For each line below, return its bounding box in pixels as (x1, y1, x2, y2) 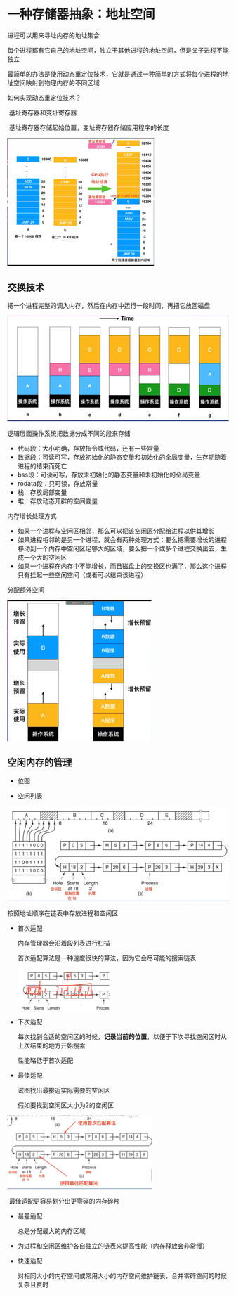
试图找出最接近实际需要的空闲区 (17, 1085, 110, 1094)
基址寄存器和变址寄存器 (8, 108, 77, 117)
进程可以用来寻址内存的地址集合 (7, 31, 100, 39)
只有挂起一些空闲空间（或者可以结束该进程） (17, 570, 147, 579)
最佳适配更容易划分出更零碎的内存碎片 (8, 1197, 120, 1206)
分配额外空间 (7, 585, 44, 594)
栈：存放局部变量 (17, 488, 67, 496)
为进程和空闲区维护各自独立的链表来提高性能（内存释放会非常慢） (17, 1242, 209, 1250)
